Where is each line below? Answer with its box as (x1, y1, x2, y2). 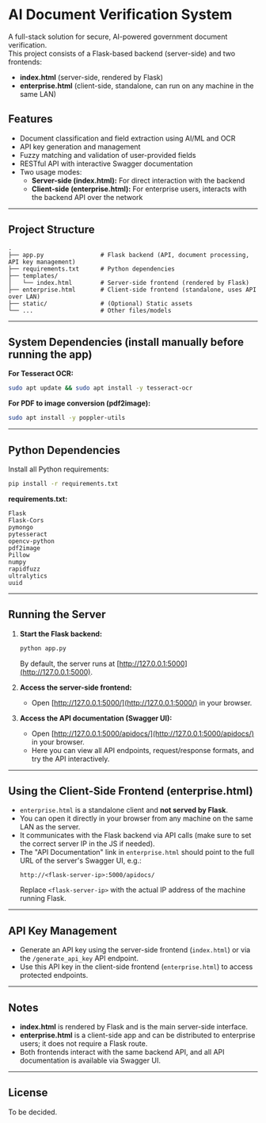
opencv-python (8, 537, 55, 545)
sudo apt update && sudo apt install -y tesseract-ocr (8, 384, 193, 392)
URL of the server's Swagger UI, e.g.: (19, 856, 142, 866)
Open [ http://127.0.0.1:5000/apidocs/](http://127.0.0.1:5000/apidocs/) (31, 729, 255, 738)
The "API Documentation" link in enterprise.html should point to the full (19, 848, 255, 857)
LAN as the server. (19, 822, 81, 832)
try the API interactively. (31, 754, 110, 763)
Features (8, 113, 53, 126)
